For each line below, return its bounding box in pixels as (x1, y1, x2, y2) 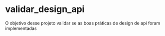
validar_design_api (5, 3, 85, 15)
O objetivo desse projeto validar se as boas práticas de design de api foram (5, 20, 161, 26)
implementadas (5, 25, 37, 31)
